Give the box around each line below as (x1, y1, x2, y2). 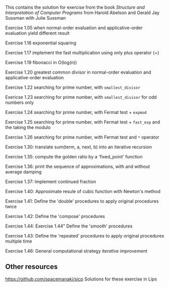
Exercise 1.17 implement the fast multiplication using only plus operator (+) (5, 50, 159, 55)
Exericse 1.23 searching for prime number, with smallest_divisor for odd (5, 94, 157, 100)
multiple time (5, 238, 32, 244)
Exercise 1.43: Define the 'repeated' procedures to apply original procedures (5, 233, 164, 239)
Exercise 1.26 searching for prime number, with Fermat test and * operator (5, 134, 160, 140)
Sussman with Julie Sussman (5, 15, 66, 21)
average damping (5, 169, 42, 175)
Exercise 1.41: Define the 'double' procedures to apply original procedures (5, 198, 159, 204)
